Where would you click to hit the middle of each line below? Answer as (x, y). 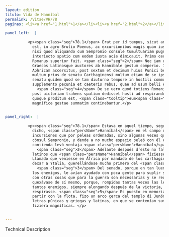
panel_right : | (22, 117)
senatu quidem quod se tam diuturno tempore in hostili (92, 80)
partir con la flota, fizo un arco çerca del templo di (92, 196)
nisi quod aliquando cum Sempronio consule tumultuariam (93, 51)
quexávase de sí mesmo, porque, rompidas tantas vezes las (95, 182)
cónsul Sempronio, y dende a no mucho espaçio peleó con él (96, 140)
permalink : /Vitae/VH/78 (31, 19)
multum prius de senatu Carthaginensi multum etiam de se (94, 75)
